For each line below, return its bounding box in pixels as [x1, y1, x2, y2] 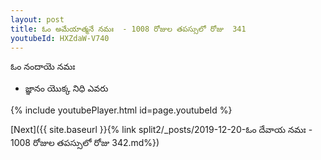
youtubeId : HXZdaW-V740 [10, 33, 110, 43]
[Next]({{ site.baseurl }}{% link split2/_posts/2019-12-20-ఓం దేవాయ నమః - [10, 124, 313, 136]
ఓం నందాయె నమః [10, 61, 76, 73]
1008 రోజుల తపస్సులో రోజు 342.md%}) [10, 137, 160, 149]
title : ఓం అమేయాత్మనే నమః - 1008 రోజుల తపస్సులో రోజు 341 [10, 24, 247, 34]
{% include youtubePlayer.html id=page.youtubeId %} [10, 104, 233, 116]
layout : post [10, 14, 65, 25]
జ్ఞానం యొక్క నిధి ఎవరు [24, 82, 109, 95]
